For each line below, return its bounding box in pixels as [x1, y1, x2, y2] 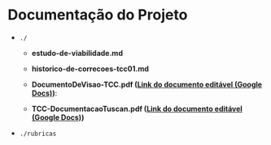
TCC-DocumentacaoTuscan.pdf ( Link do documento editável [31, 104, 243, 113]
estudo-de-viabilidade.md [31, 48, 124, 58]
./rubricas [19, 130, 57, 138]
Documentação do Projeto [7, 6, 188, 24]
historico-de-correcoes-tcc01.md [31, 63, 150, 74]
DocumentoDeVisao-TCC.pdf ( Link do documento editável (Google [31, 79, 262, 89]
